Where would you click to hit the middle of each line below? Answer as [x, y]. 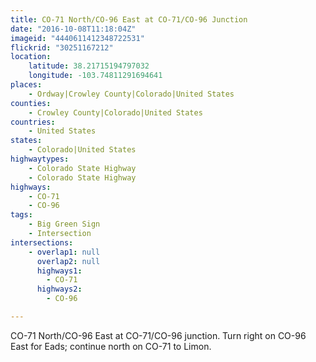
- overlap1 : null [64, 252]
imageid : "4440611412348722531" [77, 38]
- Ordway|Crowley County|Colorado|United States [131, 94]
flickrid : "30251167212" [62, 47]
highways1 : [59, 271]
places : [26, 85]
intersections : [42, 242]
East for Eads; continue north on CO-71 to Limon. [111, 346]
